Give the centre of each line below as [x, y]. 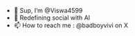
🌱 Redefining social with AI [52, 18]
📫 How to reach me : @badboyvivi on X [71, 25]
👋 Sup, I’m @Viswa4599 [48, 11]
